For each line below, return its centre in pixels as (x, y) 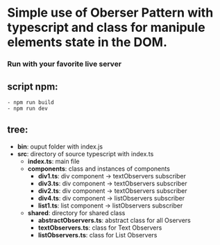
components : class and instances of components (99, 169)
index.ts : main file (53, 161)
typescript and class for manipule (107, 27)
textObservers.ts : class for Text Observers (100, 228)
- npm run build (31, 102)
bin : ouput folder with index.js (60, 146)
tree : (18, 130)
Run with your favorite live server (65, 64)
